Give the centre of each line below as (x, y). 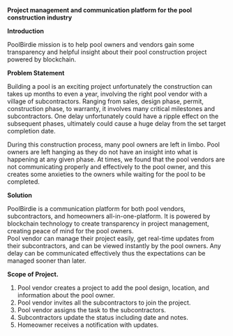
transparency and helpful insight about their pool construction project (107, 52)
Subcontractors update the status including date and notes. (103, 317)
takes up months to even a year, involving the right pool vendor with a (107, 94)
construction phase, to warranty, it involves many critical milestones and (111, 109)
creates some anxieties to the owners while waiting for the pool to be (106, 174)
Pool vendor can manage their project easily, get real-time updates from (111, 238)
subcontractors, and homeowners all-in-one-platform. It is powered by (109, 216)
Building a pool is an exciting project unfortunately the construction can (110, 86)
